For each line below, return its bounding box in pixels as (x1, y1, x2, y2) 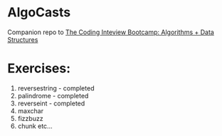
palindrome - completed (17, 91, 89, 100)
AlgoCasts (7, 4, 71, 21)
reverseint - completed (17, 99, 85, 108)
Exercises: (7, 61, 71, 77)
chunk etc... (17, 122, 53, 130)
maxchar (17, 106, 44, 115)
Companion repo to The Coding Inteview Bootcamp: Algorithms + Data (7, 28, 215, 36)
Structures (7, 35, 38, 43)
